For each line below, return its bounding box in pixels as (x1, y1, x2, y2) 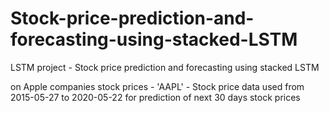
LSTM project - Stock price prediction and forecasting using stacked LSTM (10, 61, 320, 73)
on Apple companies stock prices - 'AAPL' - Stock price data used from (10, 80, 305, 92)
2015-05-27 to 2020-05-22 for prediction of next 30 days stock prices (10, 91, 301, 103)
